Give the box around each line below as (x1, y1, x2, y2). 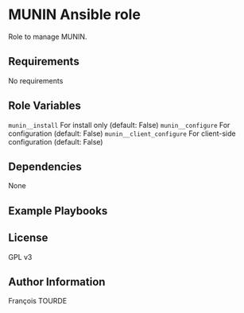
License (8, 231, 48, 245)
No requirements (8, 75, 64, 85)
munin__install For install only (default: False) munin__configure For (8, 120, 230, 129)
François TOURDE (8, 296, 68, 306)
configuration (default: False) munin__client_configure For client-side (8, 129, 236, 138)
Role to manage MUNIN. (8, 32, 87, 41)
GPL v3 (8, 252, 33, 261)
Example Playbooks (8, 204, 108, 218)
